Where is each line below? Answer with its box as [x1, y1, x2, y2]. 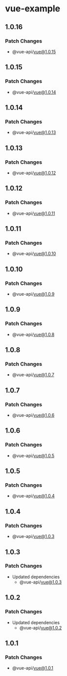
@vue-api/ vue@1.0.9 [12, 291, 55, 297]
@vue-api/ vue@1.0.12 [12, 170, 56, 176]
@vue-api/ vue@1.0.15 [12, 48, 56, 54]
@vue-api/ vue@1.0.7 [12, 372, 55, 378]
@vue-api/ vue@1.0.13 [12, 130, 56, 135]
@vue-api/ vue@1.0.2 [19, 625, 62, 631]
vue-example [5, 3, 61, 14]
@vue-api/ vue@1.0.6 [12, 412, 55, 418]
